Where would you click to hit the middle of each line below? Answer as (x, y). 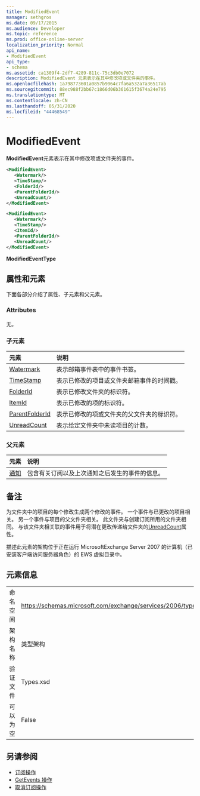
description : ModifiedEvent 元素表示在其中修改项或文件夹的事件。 (82, 78)
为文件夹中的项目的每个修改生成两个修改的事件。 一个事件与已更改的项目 (96, 512)
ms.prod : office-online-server (45, 39)
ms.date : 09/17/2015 (32, 23)
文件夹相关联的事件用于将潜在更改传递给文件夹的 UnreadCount (105, 527)
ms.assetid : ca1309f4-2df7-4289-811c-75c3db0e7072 (70, 73)
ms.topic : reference (32, 34)
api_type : (18, 62)
